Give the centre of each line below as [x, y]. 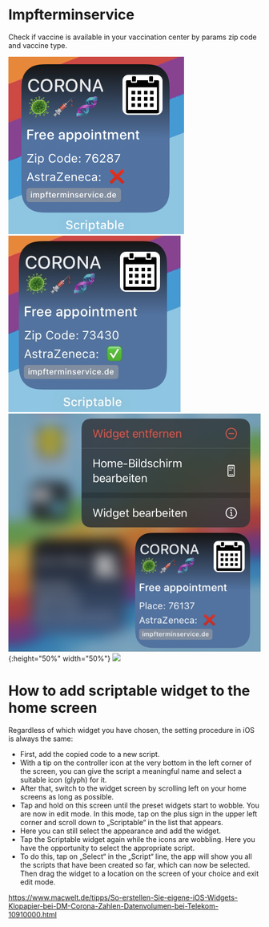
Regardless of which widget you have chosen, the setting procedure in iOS [131, 730]
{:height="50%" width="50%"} [60, 658]
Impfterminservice [71, 15]
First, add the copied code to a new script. [90, 754]
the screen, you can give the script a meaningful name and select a [131, 771]
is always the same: [41, 739]
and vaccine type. [38, 45]
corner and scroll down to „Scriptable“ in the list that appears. [122, 822]
